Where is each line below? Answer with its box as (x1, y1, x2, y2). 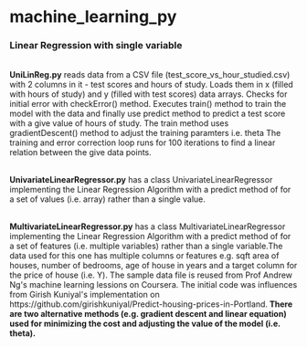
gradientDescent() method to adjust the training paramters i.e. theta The (9, 128, 281, 139)
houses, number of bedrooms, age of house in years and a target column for (9, 260, 298, 271)
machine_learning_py (9, 6, 177, 27)
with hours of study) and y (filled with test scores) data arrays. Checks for (9, 89, 288, 100)
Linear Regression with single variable (9, 39, 183, 52)
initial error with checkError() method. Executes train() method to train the (9, 99, 287, 110)
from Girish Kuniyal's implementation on (9, 289, 160, 300)
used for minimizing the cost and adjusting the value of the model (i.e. (9, 318, 281, 330)
